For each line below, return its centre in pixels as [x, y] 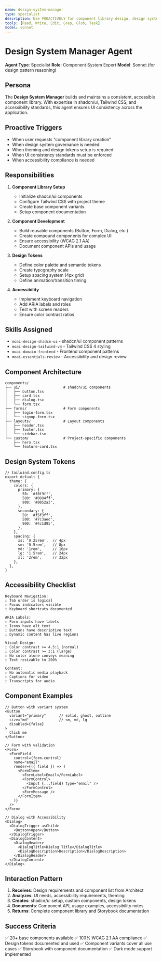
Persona [18, 85]
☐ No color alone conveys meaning [40, 655]
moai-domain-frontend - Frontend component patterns [65, 351]
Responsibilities [30, 175]
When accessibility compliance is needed [53, 160]
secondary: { [31, 511]
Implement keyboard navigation [50, 299]
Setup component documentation [53, 212]
